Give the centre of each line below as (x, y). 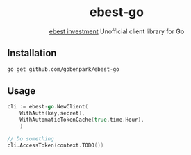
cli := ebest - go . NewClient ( (48, 107)
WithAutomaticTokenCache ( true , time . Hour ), (82, 120)
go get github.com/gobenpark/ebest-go (63, 69)
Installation (32, 53)
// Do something (31, 139)
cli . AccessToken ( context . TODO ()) (56, 145)
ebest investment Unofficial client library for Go (117, 31)
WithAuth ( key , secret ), (52, 113)
